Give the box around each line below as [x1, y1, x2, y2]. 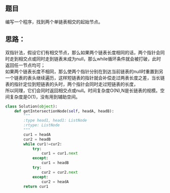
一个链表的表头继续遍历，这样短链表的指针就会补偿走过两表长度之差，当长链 [5, 74, 165, 81]
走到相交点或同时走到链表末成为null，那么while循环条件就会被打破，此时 [9, 56, 161, 62]
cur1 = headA [23, 132, 51, 137]
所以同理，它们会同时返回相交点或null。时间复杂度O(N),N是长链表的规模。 [5, 87, 160, 93]
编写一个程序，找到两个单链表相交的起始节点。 [5, 19, 103, 25]
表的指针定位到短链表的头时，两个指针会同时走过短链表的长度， [5, 81, 138, 87]
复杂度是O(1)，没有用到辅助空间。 [9, 94, 80, 100]
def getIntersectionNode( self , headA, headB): [14, 108, 114, 113]
